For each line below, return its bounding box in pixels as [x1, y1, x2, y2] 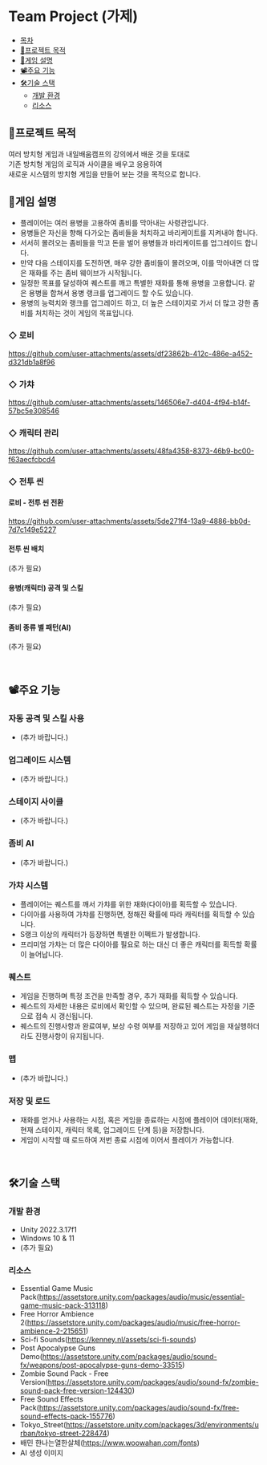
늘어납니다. [28, 950, 64, 960]
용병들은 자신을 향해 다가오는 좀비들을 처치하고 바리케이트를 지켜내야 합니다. [19, 228, 258, 237]
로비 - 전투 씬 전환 [8, 497, 64, 507]
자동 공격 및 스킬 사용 [8, 712, 84, 724]
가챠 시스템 [8, 879, 49, 891]
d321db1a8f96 [8, 357, 55, 367]
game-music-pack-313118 [19, 1301, 106, 1310]
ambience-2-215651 [19, 1325, 87, 1336]
